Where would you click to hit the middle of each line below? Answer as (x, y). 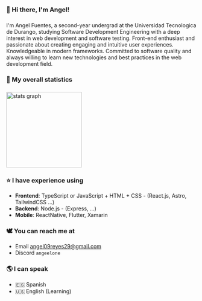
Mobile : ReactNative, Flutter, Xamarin (62, 215)
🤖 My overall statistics (39, 79)
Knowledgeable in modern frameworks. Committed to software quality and (99, 51)
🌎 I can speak (27, 269)
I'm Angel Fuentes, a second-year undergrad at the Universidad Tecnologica (101, 25)
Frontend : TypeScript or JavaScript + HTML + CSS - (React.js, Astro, (101, 195)
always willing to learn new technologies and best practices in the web (94, 57)
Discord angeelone (38, 253)
